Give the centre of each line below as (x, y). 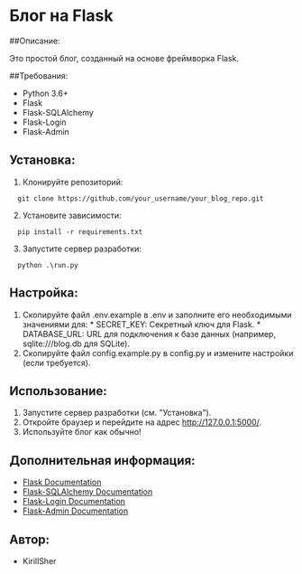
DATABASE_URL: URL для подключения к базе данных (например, (149, 334)
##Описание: (35, 41)
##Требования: (39, 75)
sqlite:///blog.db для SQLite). (76, 343)
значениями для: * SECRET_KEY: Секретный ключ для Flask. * (142, 324)
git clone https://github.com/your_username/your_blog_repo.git (141, 198)
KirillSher (39, 561)
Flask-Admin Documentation (75, 511)
